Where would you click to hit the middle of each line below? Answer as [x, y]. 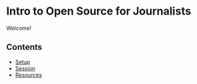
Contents [24, 47]
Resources [29, 75]
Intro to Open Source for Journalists [99, 11]
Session [25, 68]
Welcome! [19, 28]
